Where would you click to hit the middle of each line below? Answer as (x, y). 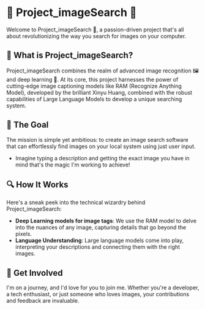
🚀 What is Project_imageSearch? (70, 56)
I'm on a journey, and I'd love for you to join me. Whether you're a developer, (103, 287)
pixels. (24, 234)
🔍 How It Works (37, 185)
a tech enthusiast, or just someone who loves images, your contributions (98, 294)
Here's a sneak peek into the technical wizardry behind (76, 203)
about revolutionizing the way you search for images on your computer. (96, 36)
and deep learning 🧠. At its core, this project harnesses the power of (92, 79)
